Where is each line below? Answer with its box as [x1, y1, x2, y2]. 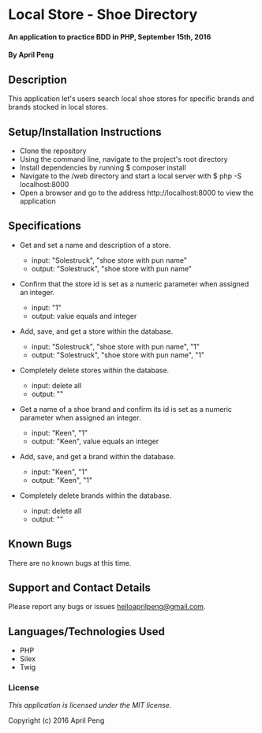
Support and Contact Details [8, 582, 152, 595]
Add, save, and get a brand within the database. [19, 451, 176, 461]
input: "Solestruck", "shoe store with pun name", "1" [31, 342, 200, 351]
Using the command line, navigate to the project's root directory [19, 155, 228, 163]
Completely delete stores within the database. [19, 365, 170, 375]
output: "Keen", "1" [31, 475, 93, 484]
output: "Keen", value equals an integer [31, 436, 159, 446]
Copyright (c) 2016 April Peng [8, 716, 105, 725]
